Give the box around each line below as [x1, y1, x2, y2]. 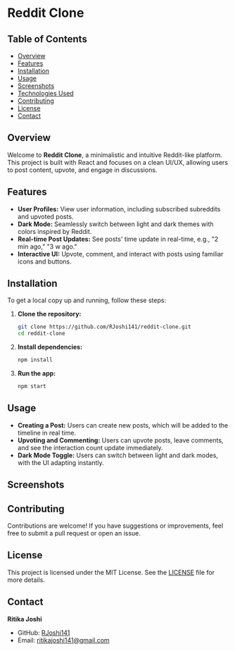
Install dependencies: [17, 343, 83, 352]
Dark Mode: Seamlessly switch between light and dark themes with [17, 220, 214, 228]
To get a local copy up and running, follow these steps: [7, 296, 167, 304]
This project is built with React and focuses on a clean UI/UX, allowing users [7, 158, 229, 166]
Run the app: [17, 369, 56, 378]
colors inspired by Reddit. [17, 227, 92, 235]
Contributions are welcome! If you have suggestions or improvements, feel [7, 521, 224, 530]
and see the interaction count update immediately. [17, 443, 163, 452]
